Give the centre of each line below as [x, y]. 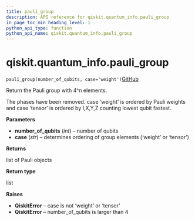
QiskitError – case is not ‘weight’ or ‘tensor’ [67, 206]
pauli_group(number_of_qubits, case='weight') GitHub [73, 79]
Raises [15, 194]
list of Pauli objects [29, 160]
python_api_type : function [39, 28]
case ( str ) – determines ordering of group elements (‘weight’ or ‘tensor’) [102, 137]
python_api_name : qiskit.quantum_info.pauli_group [69, 34]
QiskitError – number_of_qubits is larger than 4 [71, 212]
